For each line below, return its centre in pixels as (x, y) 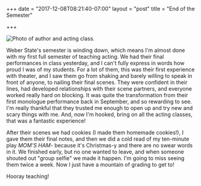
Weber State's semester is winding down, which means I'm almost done (96, 50)
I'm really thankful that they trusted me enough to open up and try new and (100, 108)
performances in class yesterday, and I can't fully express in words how (96, 63)
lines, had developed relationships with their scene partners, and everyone (99, 89)
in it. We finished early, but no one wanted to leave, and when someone (95, 152)
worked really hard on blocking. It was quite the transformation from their (97, 95)
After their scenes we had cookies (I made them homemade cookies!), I (95, 133)
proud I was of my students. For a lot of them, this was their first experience (101, 69)
